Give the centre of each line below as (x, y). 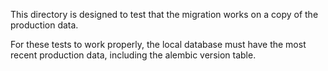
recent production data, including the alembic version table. (133, 55)
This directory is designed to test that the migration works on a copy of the (164, 14)
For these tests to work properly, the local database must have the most (158, 44)
